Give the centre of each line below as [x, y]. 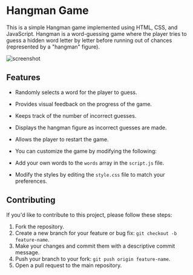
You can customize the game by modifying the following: [86, 151]
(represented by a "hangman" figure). [53, 47]
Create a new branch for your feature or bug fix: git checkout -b [96, 233]
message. [27, 252]
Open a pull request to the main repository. [68, 265]
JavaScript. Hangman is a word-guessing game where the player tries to [97, 33]
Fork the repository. [40, 226]
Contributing [31, 200]
